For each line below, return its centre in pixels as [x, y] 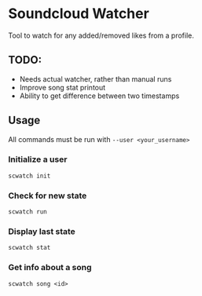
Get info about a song [50, 268]
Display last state [42, 232]
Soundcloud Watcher [79, 14]
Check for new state [48, 196]
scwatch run [28, 212]
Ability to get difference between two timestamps [99, 96]
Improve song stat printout [62, 87]
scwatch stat [29, 248]
